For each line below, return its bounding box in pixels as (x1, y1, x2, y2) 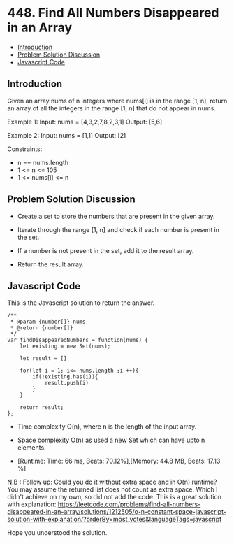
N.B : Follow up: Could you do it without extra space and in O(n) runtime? (7, 478, 217, 487)
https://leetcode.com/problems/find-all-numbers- (57, 500, 201, 508)
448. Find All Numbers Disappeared (7, 5, 219, 21)
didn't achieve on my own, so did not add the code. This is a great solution (7, 493, 222, 501)
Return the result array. (17, 260, 84, 269)
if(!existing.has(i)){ (32, 373, 98, 380)
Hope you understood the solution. (7, 529, 108, 537)
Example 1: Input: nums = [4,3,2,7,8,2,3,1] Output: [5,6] (7, 117, 163, 126)
